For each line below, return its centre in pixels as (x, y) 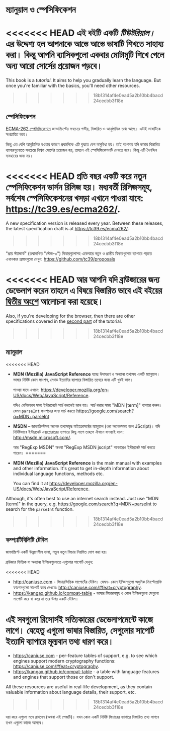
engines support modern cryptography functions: (64, 661)
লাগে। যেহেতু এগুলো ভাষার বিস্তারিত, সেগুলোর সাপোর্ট (80, 630)
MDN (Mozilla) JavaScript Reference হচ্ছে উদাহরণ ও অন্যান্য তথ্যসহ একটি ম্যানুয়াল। (86, 374)
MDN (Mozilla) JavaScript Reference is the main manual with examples (88, 463)
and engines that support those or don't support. (64, 677)
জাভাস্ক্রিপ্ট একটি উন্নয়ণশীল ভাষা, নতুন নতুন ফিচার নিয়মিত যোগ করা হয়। (57, 552)
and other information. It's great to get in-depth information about (81, 468)
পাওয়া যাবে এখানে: (26, 390)
